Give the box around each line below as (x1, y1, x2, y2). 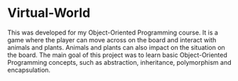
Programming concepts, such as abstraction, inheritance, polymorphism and (7, 58, 232, 66)
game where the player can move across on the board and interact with (7, 35, 217, 44)
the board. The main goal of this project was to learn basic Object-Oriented (7, 51, 227, 59)
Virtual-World (7, 5, 91, 21)
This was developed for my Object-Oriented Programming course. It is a (7, 28, 219, 37)
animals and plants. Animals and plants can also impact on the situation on (7, 43, 225, 51)
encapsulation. (7, 66, 51, 74)
